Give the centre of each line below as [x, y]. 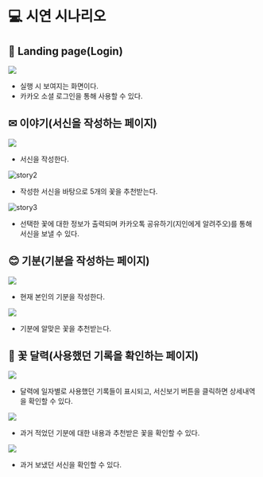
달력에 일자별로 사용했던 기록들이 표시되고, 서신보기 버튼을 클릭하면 [124, 391]
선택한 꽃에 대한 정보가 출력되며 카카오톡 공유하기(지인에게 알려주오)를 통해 [136, 223]
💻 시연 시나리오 [57, 16]
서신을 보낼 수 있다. [49, 233]
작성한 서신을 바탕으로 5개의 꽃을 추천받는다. [89, 191]
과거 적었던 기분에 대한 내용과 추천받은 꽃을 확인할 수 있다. [110, 433]
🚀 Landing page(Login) [66, 51]
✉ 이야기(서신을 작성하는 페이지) [83, 124]
